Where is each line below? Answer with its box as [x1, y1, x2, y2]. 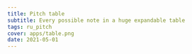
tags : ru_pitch [7, 23, 52, 30]
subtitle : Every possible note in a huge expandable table [7, 17, 186, 24]
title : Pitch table [7, 10, 65, 18]
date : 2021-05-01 [7, 36, 59, 43]
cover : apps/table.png [7, 29, 74, 37]
